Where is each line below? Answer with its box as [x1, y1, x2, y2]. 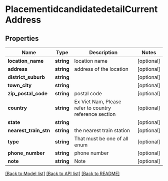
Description [89, 49, 118, 56]
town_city [7, 82, 32, 89]
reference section [74, 111, 116, 117]
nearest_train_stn [7, 127, 50, 134]
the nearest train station [74, 127, 130, 134]
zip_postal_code [7, 90, 47, 97]
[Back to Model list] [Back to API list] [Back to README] [5, 170, 120, 176]
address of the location [74, 66, 128, 72]
